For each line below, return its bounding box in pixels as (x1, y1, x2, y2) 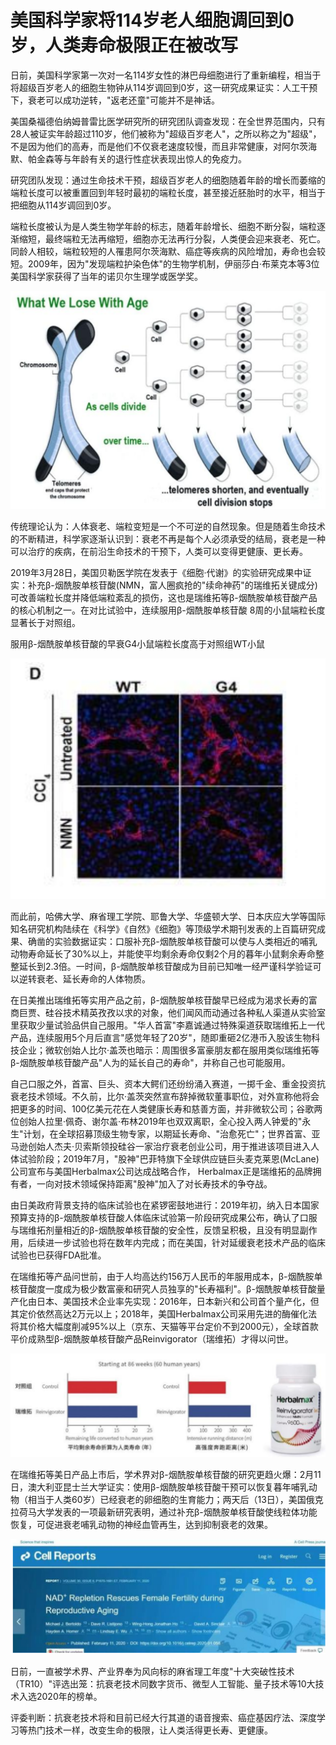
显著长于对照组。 (10, 616, 81, 628)
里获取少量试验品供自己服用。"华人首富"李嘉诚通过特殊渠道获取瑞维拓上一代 (10, 1019, 326, 1031)
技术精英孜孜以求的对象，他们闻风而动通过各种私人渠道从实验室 (62, 1006, 326, 1018)
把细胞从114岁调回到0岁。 (10, 199, 117, 211)
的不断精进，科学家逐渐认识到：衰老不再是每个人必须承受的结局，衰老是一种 (10, 532, 326, 545)
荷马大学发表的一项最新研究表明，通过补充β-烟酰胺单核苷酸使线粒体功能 (18, 1506, 318, 1518)
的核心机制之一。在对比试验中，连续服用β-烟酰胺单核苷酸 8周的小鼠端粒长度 (10, 604, 326, 616)
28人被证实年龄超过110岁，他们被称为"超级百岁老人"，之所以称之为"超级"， (10, 127, 322, 140)
